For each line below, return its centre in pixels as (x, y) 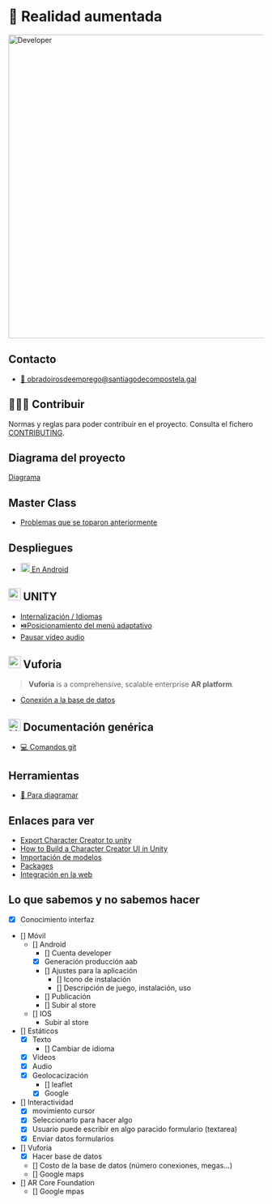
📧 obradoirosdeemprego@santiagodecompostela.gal (108, 379)
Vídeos (44, 1057)
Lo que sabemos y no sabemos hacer (104, 900)
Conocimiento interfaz (57, 919)
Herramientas (44, 775)
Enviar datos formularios (73, 1138)
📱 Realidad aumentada (85, 17)
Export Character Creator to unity (76, 840)
